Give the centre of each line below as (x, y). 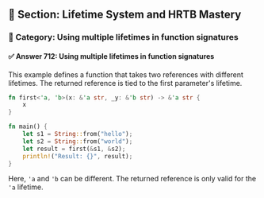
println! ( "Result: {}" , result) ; (78, 156)
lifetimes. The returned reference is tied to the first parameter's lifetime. (125, 83)
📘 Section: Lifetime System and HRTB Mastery (125, 15)
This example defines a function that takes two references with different (126, 74)
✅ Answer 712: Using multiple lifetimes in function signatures (111, 56)
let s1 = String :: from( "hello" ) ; (78, 134)
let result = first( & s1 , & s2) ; (74, 149)
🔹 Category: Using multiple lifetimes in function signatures (124, 37)
